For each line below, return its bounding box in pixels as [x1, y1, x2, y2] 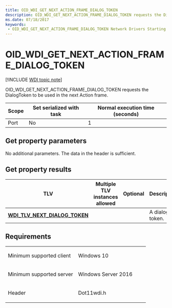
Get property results [5, 165, 72, 174]
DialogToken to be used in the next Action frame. [5, 92, 109, 98]
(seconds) [113, 111, 139, 118]
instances [93, 193, 118, 200]
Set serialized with [32, 104, 79, 111]
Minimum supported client [8, 252, 71, 259]
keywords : [5, 22, 27, 27]
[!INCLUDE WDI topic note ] [5, 76, 62, 83]
